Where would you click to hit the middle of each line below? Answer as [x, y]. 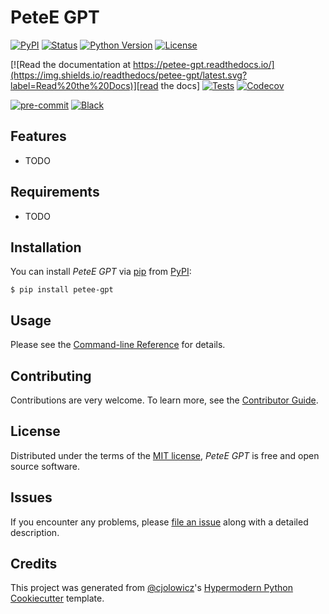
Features [38, 136]
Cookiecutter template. [57, 598]
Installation [46, 247]
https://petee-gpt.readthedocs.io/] [204, 64]
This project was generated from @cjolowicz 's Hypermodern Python [151, 588]
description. [35, 532]
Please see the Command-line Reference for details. [118, 345]
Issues [31, 497]
